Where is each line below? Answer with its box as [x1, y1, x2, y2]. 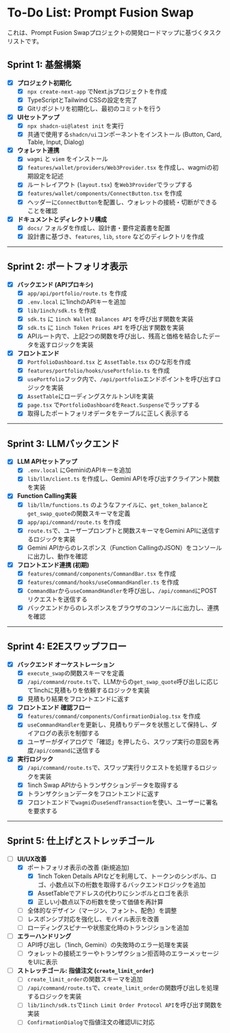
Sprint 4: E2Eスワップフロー [7, 641, 127, 652]
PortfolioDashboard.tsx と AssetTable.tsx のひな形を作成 [27, 358, 192, 366]
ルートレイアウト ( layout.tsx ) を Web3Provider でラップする [27, 181, 193, 189]
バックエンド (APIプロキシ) [16, 280, 94, 288]
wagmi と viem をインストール [27, 155, 108, 163]
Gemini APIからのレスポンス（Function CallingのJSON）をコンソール [27, 543, 222, 552]
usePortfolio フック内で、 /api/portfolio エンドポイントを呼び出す [27, 375, 216, 383]
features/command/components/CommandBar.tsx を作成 [27, 569, 177, 578]
